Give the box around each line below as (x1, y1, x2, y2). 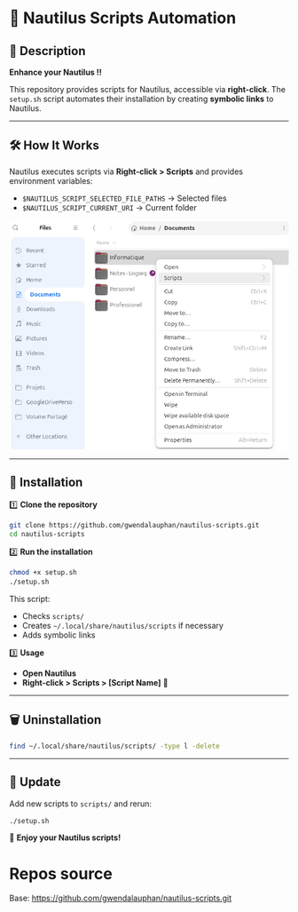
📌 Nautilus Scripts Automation (9, 8, 237, 28)
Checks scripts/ (21, 611, 84, 622)
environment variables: (9, 175, 93, 186)
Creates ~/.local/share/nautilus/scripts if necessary (21, 621, 224, 631)
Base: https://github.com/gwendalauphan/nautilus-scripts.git (9, 892, 232, 904)
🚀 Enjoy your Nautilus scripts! (9, 832, 122, 843)
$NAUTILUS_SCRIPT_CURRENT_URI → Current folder (21, 202, 198, 212)
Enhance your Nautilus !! (9, 67, 102, 77)
